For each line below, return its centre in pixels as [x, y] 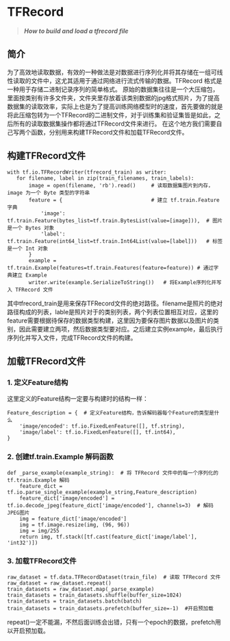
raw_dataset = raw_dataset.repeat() [59, 583]
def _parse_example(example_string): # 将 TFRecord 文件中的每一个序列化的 [113, 473]
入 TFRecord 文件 [30, 290]
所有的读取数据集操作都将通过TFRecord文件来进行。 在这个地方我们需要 [115, 124]
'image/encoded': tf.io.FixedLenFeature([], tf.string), [102, 426]
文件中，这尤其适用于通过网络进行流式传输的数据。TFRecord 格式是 [126, 80]
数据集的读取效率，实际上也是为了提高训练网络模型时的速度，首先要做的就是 [115, 106]
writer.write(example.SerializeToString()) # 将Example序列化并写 [125, 282]
